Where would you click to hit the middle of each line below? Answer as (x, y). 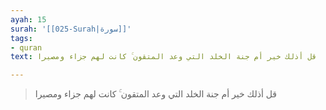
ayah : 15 (28, 19)
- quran (26, 47)
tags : (21, 38)
